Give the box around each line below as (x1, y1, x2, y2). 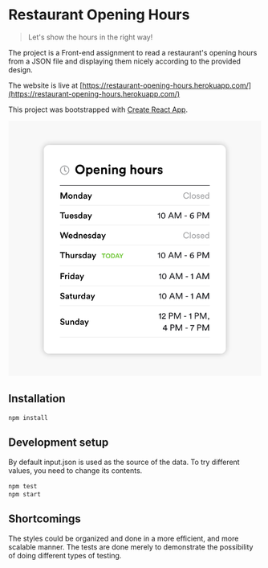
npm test (8, 482, 38, 490)
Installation (8, 392, 66, 405)
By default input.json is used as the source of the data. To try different (8, 457, 240, 467)
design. (8, 64, 34, 74)
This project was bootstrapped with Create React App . (8, 105, 189, 114)
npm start (8, 490, 42, 498)
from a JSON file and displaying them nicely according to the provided (8, 56, 241, 66)
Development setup (8, 436, 109, 450)
